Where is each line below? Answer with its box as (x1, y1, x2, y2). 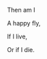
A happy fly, (7, 19, 41, 27)
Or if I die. (7, 46, 35, 54)
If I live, (7, 32, 28, 40)
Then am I (7, 6, 35, 14)
